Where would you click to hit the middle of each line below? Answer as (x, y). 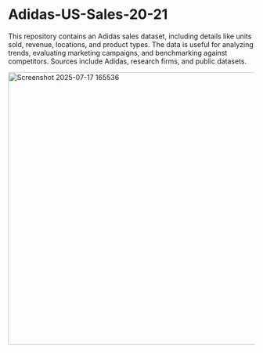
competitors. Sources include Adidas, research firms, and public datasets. (128, 61)
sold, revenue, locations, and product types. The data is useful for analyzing (131, 44)
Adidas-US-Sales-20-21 (88, 15)
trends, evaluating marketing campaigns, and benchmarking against (118, 53)
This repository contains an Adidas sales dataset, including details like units (130, 36)
